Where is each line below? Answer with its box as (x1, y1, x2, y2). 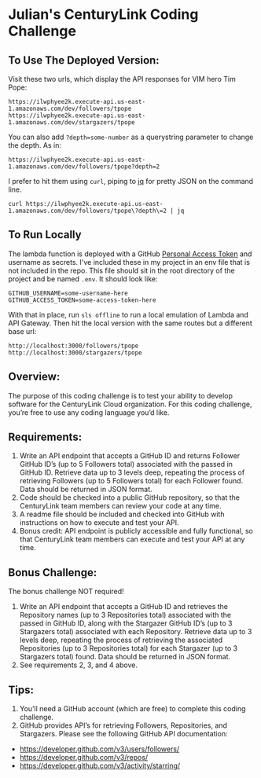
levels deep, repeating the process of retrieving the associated (19, 635, 222, 645)
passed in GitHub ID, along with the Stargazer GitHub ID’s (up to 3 (19, 618, 233, 628)
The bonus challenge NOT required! (8, 587, 124, 596)
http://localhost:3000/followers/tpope (8, 342, 139, 350)
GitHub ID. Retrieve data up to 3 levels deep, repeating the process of (19, 468, 245, 477)
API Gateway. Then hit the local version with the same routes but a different (8, 318, 253, 328)
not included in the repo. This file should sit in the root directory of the (8, 266, 235, 275)
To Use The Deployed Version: (8, 53, 160, 67)
